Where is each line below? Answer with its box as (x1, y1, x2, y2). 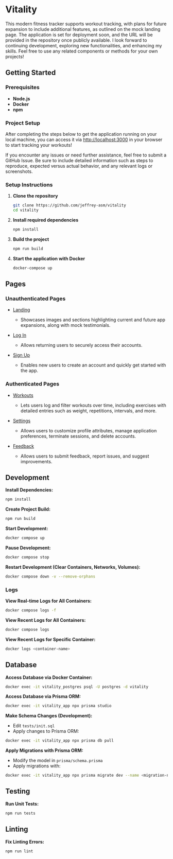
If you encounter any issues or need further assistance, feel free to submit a (5, 152, 167, 158)
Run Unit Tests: (5, 800, 39, 807)
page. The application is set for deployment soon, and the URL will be (5, 31, 153, 38)
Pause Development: (5, 545, 51, 551)
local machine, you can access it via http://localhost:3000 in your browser (5, 136, 163, 143)
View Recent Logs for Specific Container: (5, 636, 96, 642)
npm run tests (5, 811, 36, 816)
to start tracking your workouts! (5, 142, 72, 148)
